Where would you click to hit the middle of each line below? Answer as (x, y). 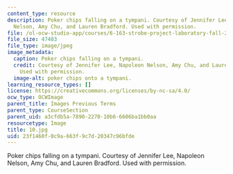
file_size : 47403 (32, 40)
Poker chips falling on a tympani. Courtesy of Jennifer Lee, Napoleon (106, 156)
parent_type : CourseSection (48, 110)
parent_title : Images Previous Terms (62, 104)
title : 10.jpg (28, 130)
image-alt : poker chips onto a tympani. (72, 78)
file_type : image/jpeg (40, 46)
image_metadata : (31, 53)
